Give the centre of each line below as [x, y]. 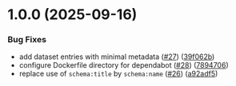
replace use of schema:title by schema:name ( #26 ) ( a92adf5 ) [118, 74]
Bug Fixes [27, 40]
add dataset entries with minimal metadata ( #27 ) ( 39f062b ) [117, 57]
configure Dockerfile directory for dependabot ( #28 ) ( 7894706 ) [124, 65]
